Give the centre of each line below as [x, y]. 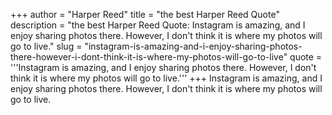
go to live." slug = [46, 46]
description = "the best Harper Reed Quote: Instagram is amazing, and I [158, 25]
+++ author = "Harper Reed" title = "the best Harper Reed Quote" [145, 14]
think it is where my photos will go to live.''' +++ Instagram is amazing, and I [166, 78]
